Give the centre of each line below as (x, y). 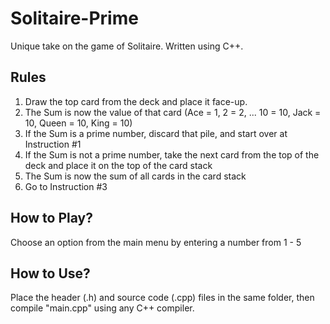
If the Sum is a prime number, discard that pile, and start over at (156, 133)
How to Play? (51, 218)
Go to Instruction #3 (66, 186)
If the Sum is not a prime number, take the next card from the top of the (172, 154)
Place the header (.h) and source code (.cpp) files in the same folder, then (162, 298)
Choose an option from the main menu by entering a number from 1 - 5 (156, 242)
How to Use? (50, 273)
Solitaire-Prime (74, 18)
